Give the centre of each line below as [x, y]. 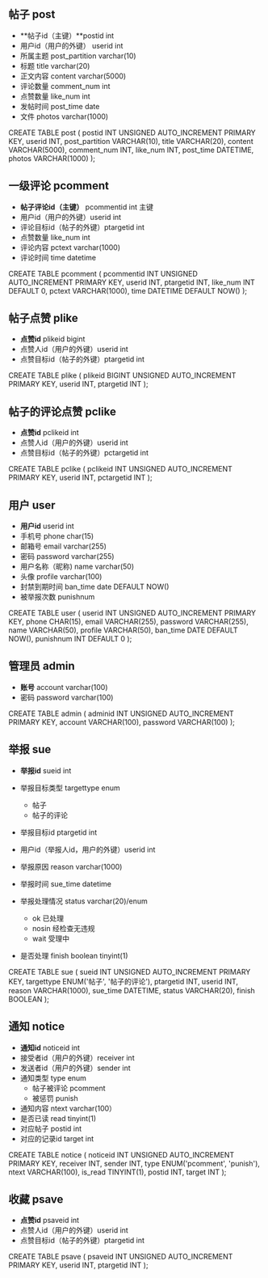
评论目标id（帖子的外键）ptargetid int [82, 227]
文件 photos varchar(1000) [64, 116]
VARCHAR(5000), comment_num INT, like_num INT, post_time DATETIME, [131, 150]
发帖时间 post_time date [60, 106]
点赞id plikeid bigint [52, 339]
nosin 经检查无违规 [63, 928]
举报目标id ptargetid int [59, 832]
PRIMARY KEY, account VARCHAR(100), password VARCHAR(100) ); [122, 722]
